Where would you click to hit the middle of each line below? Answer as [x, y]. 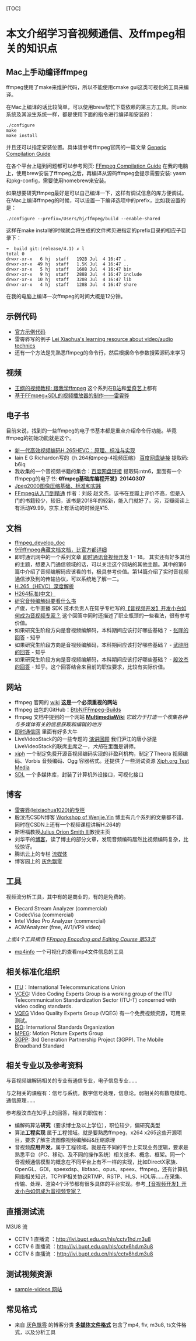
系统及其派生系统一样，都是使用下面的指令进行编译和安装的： [80, 114]
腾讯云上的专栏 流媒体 [41, 854]
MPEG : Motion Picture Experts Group [59, 1033]
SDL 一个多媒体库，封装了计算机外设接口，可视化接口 [79, 774]
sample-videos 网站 [38, 1289]
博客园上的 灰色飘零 [38, 861]
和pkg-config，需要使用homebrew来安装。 [58, 180]
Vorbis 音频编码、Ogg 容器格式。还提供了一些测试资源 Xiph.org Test [107, 761]
